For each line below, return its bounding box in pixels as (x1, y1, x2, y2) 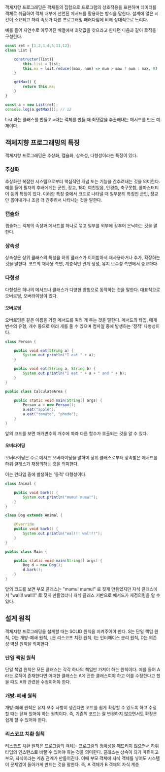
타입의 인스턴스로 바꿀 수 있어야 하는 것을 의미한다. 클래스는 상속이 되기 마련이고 (5, 749, 159, 755)
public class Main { (5, 549, 48, 554)
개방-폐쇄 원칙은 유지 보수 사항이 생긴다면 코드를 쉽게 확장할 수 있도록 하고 (5, 705, 148, 711)
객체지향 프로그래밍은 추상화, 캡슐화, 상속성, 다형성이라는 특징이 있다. (5, 152, 138, 158)
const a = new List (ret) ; (5, 102, 58, 107)
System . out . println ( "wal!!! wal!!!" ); (23, 531, 102, 536)
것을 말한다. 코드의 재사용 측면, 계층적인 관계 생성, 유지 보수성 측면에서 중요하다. (5, 261, 159, 267)
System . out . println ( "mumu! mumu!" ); (23, 494, 98, 500)
